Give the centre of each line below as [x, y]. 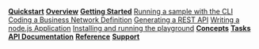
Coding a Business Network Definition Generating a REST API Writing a [124, 20]
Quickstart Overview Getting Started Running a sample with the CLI [121, 11]
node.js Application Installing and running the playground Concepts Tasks [129, 28]
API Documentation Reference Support [74, 36]
